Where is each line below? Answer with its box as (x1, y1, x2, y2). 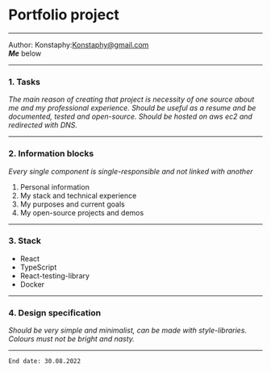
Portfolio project (8, 6, 119, 24)
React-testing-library (19, 270, 90, 280)
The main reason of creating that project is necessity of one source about (8, 94, 255, 104)
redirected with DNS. (8, 120, 78, 130)
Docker (19, 279, 45, 289)
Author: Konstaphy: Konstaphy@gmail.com (8, 40, 149, 49)
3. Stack (8, 236, 42, 247)
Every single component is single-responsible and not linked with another (8, 166, 253, 176)
